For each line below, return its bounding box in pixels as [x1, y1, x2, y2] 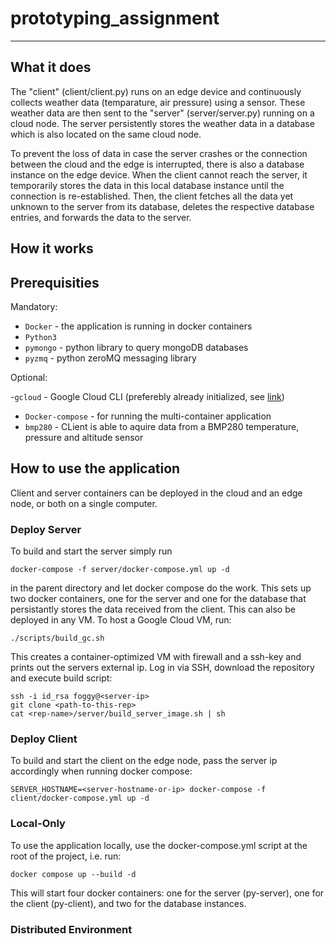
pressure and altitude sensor [24, 431, 144, 443]
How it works [10, 240, 94, 257]
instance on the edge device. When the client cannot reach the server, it [10, 168, 308, 181]
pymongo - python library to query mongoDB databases [24, 341, 249, 353]
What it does [10, 59, 92, 76]
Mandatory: [10, 300, 58, 312]
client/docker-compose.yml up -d [10, 793, 150, 804]
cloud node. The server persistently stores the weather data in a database [10, 117, 315, 129]
